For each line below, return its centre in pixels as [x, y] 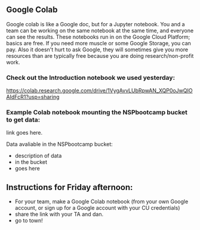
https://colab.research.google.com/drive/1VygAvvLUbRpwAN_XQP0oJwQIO [99, 91]
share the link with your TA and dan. [59, 215]
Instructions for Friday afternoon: [70, 187]
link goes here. [24, 133]
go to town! [29, 220]
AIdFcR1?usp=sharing [33, 97]
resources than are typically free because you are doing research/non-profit [100, 55]
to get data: [23, 120]
